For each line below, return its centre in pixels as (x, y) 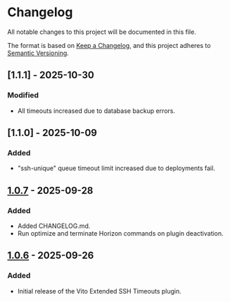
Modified (23, 95)
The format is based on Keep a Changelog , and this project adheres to (109, 45)
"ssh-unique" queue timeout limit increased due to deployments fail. (116, 168)
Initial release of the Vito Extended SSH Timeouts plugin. (99, 291)
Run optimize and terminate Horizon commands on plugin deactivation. (120, 233)
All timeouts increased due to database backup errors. (96, 111)
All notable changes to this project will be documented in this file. (102, 32)
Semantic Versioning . (38, 53)
